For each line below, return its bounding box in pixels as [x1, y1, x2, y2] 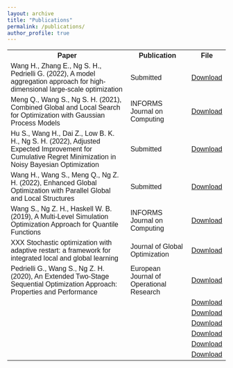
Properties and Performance [10, 288, 98, 297]
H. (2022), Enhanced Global [10, 179, 97, 187]
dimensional [10, 85, 49, 94]
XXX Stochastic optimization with [10, 238, 112, 247]
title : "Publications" [7, 17, 73, 24]
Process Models [10, 119, 60, 128]
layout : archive [7, 10, 54, 17]
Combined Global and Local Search [10, 103, 121, 112]
